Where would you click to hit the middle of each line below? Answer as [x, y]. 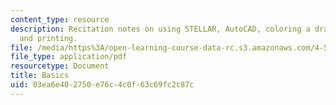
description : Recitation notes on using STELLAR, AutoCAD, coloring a [160, 29]
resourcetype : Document [60, 66]
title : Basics [40, 76]
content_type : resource [60, 19]
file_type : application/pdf [69, 57]
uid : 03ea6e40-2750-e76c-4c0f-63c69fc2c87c [102, 85]
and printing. [48, 38]
